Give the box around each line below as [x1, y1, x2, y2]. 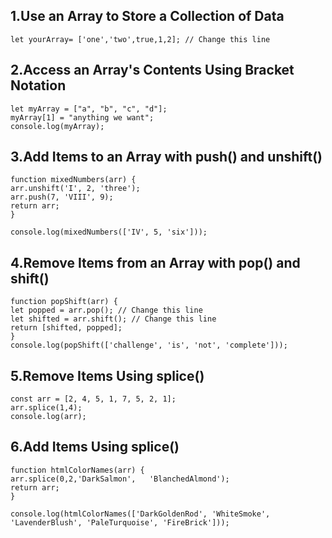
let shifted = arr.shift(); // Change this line [10, 314, 217, 324]
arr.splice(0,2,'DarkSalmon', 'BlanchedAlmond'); [10, 474, 230, 484]
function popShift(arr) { [10, 297, 118, 307]
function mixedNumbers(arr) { [10, 175, 137, 185]
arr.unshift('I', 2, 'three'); [10, 184, 141, 194]
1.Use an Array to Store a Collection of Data [10, 8, 285, 25]
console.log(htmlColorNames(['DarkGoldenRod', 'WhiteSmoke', [10, 509, 271, 519]
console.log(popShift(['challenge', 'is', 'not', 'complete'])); [10, 340, 288, 351]
